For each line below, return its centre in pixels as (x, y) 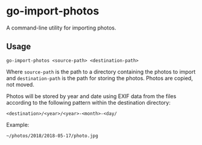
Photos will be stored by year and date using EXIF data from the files (91, 96)
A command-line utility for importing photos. (61, 28)
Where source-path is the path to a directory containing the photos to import (101, 72)
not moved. (20, 84)
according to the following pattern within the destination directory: (88, 102)
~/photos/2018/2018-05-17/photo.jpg (52, 136)
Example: (18, 125)
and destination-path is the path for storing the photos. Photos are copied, (99, 78)
